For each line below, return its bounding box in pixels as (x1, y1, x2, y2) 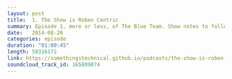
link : (7, 55, 23, 62)
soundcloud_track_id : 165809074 (7, 61, 100, 68)
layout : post (7, 10, 45, 17)
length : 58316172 (7, 49, 57, 56)
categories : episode (7, 36, 67, 43)
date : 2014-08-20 (7, 29, 64, 36)
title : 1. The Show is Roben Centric (7, 16, 119, 23)
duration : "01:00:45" (7, 42, 70, 49)
